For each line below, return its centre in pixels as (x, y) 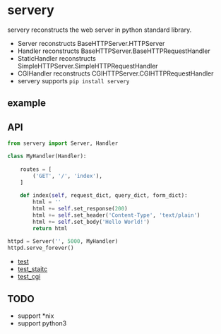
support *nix (36, 316)
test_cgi (29, 277)
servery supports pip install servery (73, 80)
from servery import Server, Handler (63, 143)
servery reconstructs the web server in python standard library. (100, 30)
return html (50, 228)
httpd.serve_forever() (41, 248)
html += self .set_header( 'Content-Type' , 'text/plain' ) (117, 215)
